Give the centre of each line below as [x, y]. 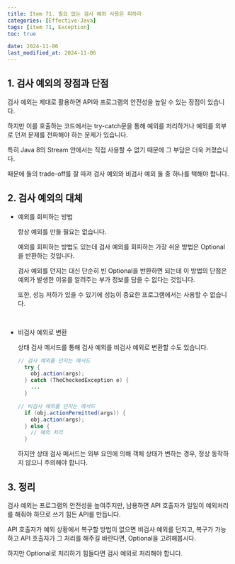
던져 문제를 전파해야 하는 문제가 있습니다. [71, 135]
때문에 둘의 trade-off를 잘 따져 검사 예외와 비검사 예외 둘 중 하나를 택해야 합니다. [118, 174]
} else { [37, 426]
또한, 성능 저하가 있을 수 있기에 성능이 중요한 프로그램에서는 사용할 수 [113, 294]
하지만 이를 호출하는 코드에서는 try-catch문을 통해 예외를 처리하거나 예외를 [110, 125]
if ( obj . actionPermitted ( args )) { [75, 413]
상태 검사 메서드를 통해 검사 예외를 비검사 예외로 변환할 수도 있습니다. [113, 347]
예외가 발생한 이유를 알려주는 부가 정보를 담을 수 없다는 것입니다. [106, 279]
